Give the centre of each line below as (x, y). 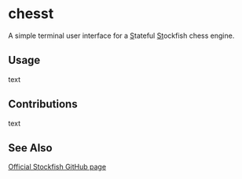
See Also (30, 148)
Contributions (43, 104)
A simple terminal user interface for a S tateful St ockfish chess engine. (121, 35)
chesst (31, 14)
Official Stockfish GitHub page (57, 167)
